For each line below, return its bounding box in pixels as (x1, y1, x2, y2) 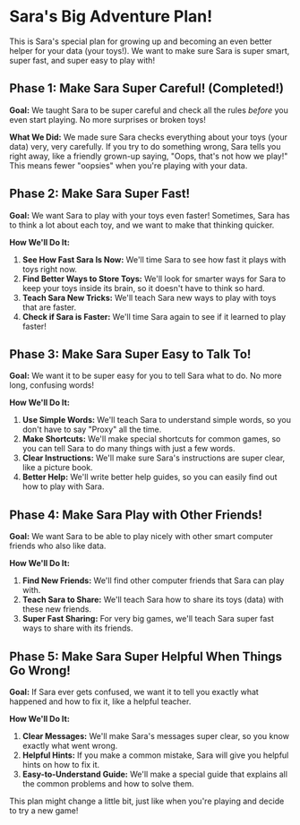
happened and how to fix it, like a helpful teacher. (9, 696, 192, 707)
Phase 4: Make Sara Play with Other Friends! (9, 507, 262, 522)
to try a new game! (9, 805, 79, 816)
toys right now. (21, 263, 78, 274)
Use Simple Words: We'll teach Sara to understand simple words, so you (21, 415, 291, 425)
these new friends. (21, 604, 92, 614)
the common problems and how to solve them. (21, 778, 194, 789)
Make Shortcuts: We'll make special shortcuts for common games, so (21, 434, 281, 444)
